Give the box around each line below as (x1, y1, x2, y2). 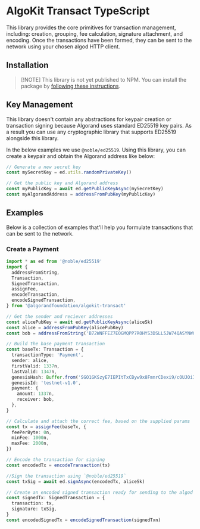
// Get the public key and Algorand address (6, 180, 118, 186)
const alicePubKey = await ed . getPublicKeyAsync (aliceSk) (6, 319, 153, 325)
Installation (6, 60, 49, 70)
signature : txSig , (11, 506, 58, 512)
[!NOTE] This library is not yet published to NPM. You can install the (20, 76, 187, 83)
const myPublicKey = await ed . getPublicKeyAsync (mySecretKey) (6, 186, 164, 192)
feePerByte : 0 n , (11, 429, 52, 435)
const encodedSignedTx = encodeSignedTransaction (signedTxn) (6, 517, 161, 523)
